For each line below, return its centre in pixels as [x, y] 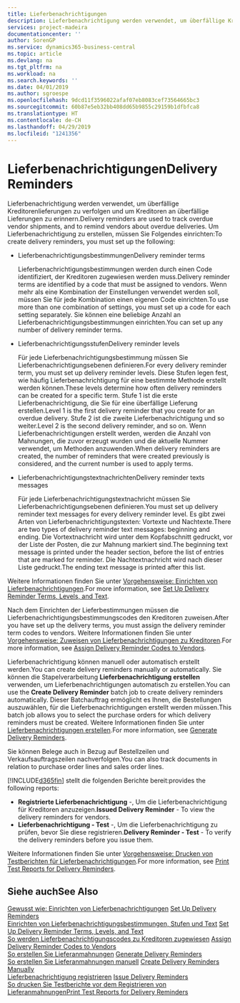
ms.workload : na [31, 74]
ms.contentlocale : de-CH [44, 120]
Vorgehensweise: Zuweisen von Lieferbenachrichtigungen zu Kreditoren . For [120, 640]
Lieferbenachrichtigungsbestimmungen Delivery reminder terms [111, 256]
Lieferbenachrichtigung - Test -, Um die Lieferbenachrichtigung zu [117, 825]
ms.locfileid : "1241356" [44, 133]
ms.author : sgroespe [38, 94]
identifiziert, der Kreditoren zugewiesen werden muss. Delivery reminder [124, 277]
